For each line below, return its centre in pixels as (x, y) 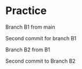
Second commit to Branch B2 (41, 61)
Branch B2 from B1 (28, 49)
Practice (26, 11)
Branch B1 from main (31, 27)
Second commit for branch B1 (41, 38)
